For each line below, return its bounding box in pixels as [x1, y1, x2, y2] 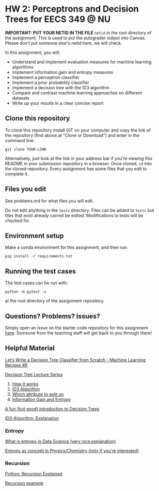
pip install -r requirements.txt [5, 254, 73, 259]
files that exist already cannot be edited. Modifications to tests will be [5, 212, 144, 218]
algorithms [12, 64, 34, 70]
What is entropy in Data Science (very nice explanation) [5, 439, 116, 444]
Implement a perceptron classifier [12, 74, 80, 80]
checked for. [5, 218, 31, 223]
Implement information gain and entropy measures [12, 69, 113, 75]
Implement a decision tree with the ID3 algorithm [12, 85, 110, 90]
